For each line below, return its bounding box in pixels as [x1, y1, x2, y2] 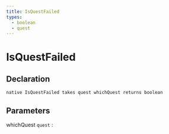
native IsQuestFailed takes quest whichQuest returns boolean [6, 90, 163, 96]
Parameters [6, 106, 50, 116]
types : [6, 14, 23, 20]
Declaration [6, 74, 50, 84]
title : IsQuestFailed [6, 8, 60, 15]
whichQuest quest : [6, 122, 53, 129]
